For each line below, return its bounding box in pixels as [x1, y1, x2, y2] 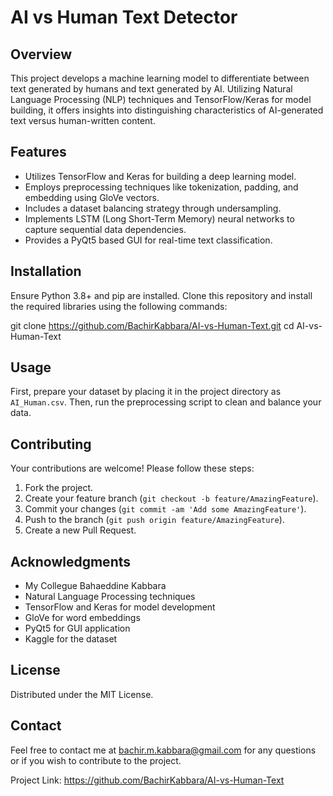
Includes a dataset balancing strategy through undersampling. [24, 202, 282, 214]
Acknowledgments [10, 553, 132, 570]
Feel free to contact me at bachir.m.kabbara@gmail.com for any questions [10, 744, 317, 756]
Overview [10, 46, 73, 63]
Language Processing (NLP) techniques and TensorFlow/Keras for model [10, 94, 312, 105]
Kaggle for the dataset [24, 633, 118, 645]
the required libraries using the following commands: [10, 300, 228, 312]
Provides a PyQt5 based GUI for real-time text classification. [24, 234, 273, 246]
